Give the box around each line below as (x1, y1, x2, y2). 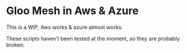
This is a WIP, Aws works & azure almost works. (6, 24, 124, 31)
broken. (6, 41, 25, 48)
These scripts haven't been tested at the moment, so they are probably (6, 35, 180, 42)
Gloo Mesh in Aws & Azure (6, 4, 139, 18)
